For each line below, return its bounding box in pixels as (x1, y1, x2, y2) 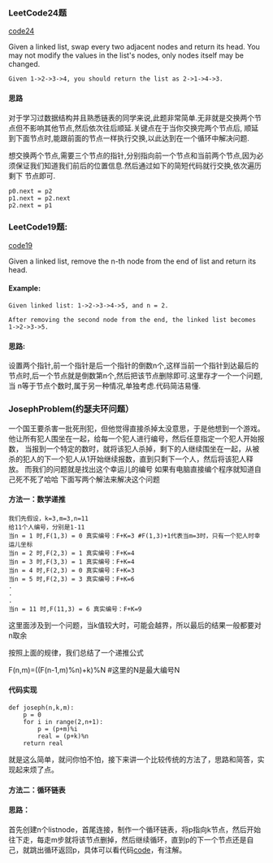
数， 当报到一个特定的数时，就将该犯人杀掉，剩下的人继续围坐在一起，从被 (8, 443, 260, 453)
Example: (8, 283, 41, 294)
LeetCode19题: (8, 221, 67, 233)
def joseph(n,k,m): (8, 704, 75, 712)
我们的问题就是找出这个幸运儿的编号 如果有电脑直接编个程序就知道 (31, 464, 254, 473)
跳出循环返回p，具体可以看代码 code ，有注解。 (29, 844, 187, 855)
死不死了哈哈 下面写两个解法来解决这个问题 (15, 474, 160, 484)
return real (23, 739, 63, 747)
